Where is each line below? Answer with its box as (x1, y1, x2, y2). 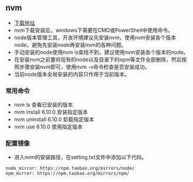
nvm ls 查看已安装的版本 (14, 101, 73, 109)
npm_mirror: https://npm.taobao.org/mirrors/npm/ (5, 171, 130, 177)
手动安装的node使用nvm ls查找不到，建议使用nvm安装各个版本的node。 (14, 48, 189, 56)
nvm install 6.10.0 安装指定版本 (14, 109, 88, 116)
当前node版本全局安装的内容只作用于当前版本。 (14, 70, 130, 77)
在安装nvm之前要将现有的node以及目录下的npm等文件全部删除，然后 (14, 56, 182, 63)
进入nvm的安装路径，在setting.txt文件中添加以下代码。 (14, 154, 148, 161)
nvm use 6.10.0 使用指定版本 (14, 123, 83, 130)
